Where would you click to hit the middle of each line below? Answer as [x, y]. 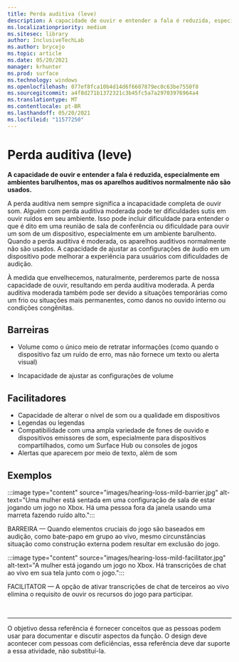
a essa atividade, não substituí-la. [57, 651]
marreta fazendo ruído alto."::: [51, 515]
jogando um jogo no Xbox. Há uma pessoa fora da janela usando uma [109, 508]
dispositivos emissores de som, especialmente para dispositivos [112, 438]
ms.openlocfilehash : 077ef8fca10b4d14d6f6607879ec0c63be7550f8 [103, 87]
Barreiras [28, 330]
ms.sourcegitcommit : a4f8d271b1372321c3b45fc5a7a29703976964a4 [103, 93]
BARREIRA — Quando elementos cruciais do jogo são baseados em [106, 529]
